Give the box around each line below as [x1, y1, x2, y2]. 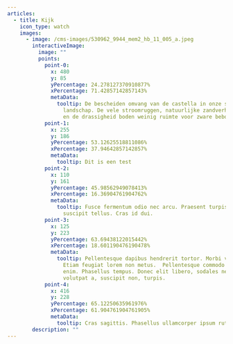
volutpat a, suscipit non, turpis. [62, 275, 166, 282]
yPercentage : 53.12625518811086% [51, 139, 148, 146]
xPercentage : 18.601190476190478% [51, 242, 150, 250]
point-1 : [44, 119, 70, 127]
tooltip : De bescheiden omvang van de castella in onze [56, 101, 222, 108]
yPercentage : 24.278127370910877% [51, 81, 150, 88]
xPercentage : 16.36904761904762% [51, 191, 148, 198]
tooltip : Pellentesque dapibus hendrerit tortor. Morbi [56, 255, 222, 262]
